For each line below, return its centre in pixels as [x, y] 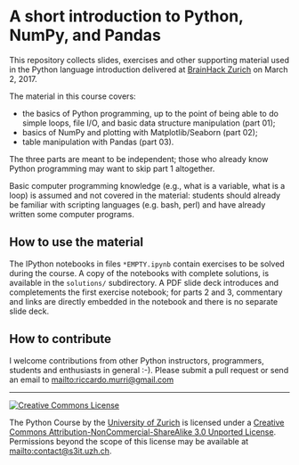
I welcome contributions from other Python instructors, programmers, [137, 360]
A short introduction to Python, [126, 16]
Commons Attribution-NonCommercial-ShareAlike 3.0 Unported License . [143, 432]
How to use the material [77, 242]
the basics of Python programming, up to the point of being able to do [150, 113]
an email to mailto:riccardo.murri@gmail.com [92, 379]
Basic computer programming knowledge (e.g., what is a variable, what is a [147, 185]
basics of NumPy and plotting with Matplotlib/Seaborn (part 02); [140, 132]
